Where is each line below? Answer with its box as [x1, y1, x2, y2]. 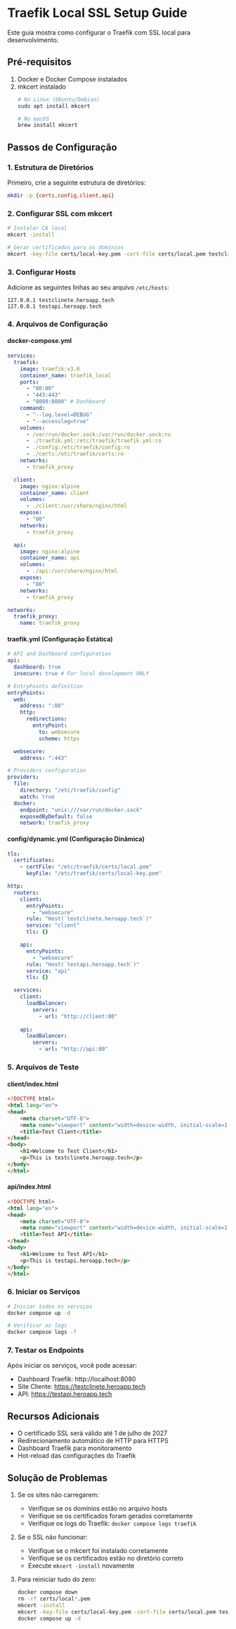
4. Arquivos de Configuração [7, 319, 108, 329]
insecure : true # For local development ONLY [13, 670, 150, 677]
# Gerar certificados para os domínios [7, 244, 124, 251]
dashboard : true [13, 663, 61, 670]
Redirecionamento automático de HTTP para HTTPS [17, 1437, 169, 1445]
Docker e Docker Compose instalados [17, 75, 128, 83]
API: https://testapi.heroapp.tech [17, 1390, 112, 1399]
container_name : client [20, 489, 90, 497]
